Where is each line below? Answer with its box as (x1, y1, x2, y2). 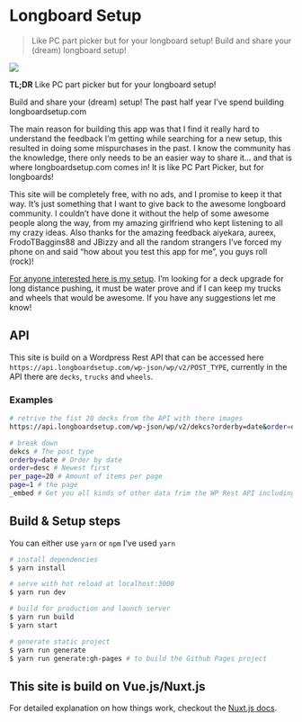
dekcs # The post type (9, 447, 94, 456)
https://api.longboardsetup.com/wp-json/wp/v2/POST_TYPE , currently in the (9, 361, 288, 372)
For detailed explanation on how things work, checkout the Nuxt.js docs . (9, 703, 278, 714)
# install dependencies (9, 555, 99, 564)
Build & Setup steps (9, 514, 121, 529)
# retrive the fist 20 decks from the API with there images (9, 414, 244, 423)
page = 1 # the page (9, 481, 78, 490)
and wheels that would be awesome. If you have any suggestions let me (9, 292, 276, 302)
